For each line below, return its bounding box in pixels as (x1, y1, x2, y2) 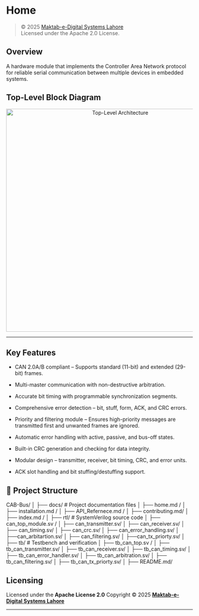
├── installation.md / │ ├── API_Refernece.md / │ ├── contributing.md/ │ (6, 508, 189, 515)
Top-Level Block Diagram (6, 93, 101, 103)
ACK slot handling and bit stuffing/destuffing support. (14, 468, 146, 476)
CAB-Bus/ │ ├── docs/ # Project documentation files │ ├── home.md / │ (6, 501, 186, 508)
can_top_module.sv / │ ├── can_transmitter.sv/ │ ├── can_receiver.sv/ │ (6, 520, 185, 527)
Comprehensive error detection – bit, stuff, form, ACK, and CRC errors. (14, 404, 188, 411)
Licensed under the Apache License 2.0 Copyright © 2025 (6, 591, 151, 598)
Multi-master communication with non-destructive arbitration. (14, 381, 166, 388)
